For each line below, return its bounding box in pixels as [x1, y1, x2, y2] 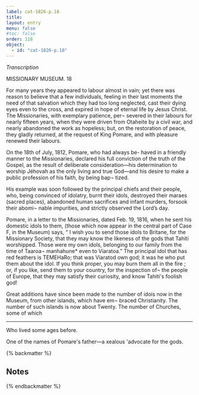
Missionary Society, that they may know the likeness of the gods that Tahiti [6, 235, 189, 242]
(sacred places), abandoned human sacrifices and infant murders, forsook [6, 198, 188, 205]
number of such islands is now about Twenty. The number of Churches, [6, 303, 181, 310]
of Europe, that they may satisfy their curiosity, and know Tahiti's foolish [6, 273, 182, 280]
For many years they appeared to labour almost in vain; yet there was [6, 87, 175, 94]
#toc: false [6, 31, 36, 37]
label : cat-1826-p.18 [6, 8, 60, 15]
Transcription [6, 64, 39, 71]
